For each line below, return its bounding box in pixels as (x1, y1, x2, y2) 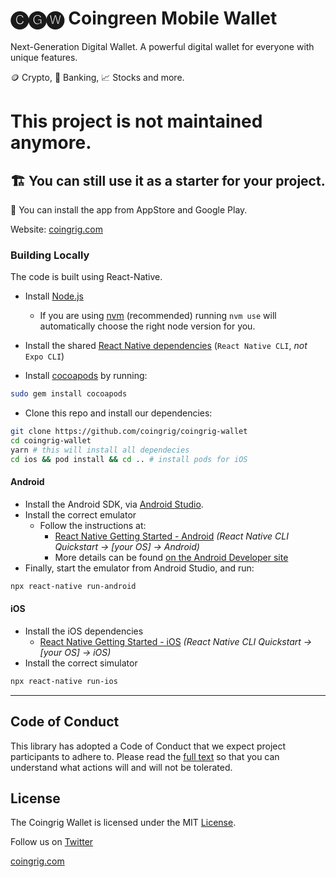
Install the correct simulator (24, 657, 138, 669)
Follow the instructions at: (39, 519, 147, 531)
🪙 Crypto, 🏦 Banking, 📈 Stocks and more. (10, 71, 185, 83)
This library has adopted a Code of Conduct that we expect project (10, 740, 287, 752)
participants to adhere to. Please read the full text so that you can (10, 750, 280, 762)
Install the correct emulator (24, 508, 137, 521)
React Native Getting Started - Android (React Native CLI (54, 530, 289, 542)
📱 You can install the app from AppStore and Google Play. (10, 203, 248, 216)
